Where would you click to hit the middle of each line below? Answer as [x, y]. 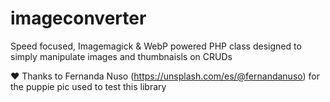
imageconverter [78, 18]
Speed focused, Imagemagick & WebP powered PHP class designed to [156, 46]
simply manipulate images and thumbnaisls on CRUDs [121, 56]
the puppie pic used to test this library [88, 86]
